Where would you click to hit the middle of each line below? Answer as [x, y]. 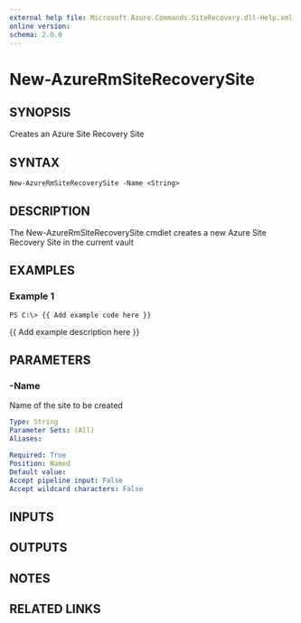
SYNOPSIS [40, 112]
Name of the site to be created [66, 405]
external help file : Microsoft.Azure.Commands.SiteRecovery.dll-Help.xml [151, 18]
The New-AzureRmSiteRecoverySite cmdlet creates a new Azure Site [138, 232]
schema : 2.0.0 [36, 34]
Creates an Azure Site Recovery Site [77, 134]
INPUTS [32, 517]
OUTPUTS [38, 548]
